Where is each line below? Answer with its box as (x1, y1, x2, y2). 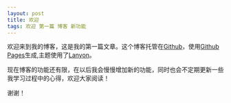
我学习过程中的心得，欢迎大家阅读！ (7, 74, 110, 82)
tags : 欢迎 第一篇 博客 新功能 (7, 23, 87, 30)
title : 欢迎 (7, 16, 39, 23)
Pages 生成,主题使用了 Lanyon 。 (7, 51, 96, 59)
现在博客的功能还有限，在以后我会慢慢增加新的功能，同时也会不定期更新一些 (7, 66, 224, 74)
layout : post (7, 10, 45, 17)
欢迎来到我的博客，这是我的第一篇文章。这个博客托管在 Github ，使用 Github (7, 43, 220, 51)
